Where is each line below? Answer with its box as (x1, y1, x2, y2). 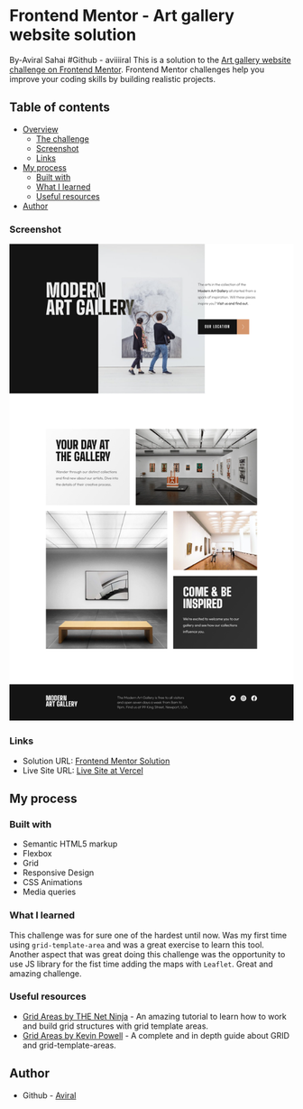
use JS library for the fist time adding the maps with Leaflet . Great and (9, 958, 273, 969)
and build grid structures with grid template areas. (22, 1021, 209, 1031)
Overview (22, 124, 59, 134)
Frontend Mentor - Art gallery (9, 5, 234, 26)
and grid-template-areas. (22, 1040, 117, 1050)
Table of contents (9, 100, 110, 116)
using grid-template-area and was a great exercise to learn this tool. (9, 939, 264, 950)
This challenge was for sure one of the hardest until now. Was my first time (9, 929, 287, 940)
